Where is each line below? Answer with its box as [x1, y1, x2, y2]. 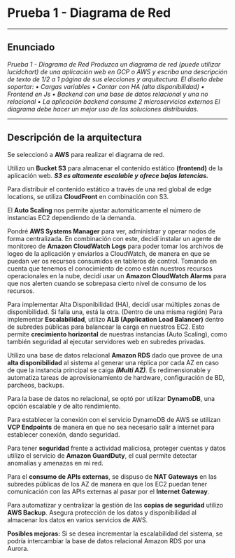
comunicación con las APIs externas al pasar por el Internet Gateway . [7, 487, 210, 496]
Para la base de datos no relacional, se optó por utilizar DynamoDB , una [7, 394, 215, 402]
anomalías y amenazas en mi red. [7, 458, 104, 467]
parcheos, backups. [7, 381, 65, 389]
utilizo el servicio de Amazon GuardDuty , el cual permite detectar [7, 451, 197, 460]
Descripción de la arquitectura [7, 132, 142, 144]
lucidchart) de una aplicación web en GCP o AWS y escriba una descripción [7, 67, 228, 76]
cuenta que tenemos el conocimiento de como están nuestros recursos [7, 264, 213, 273]
